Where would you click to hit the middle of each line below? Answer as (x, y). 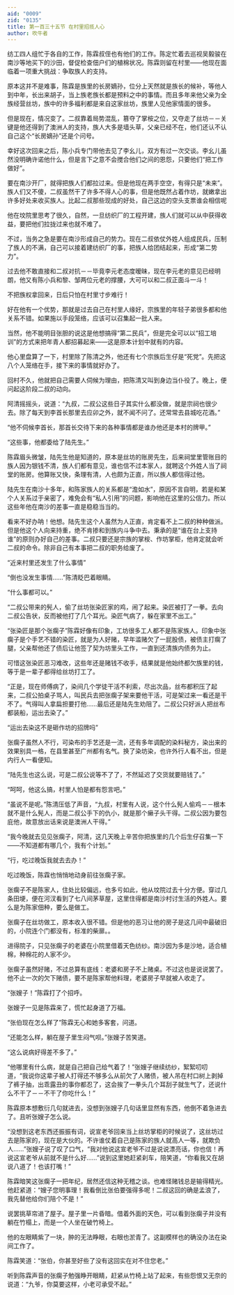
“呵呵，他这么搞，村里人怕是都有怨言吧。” (67, 790)
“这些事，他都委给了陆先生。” (48, 442)
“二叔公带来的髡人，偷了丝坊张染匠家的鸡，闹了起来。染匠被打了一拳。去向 (116, 607)
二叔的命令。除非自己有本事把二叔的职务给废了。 (77, 548)
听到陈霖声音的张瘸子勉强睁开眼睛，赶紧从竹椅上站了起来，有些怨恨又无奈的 (117, 1275)
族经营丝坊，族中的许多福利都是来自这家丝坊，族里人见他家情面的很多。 (111, 104)
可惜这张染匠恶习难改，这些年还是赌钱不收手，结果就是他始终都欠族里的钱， (117, 663)
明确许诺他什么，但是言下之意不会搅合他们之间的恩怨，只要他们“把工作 (122, 160)
